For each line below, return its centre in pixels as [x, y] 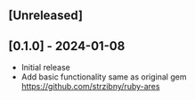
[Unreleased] [46, 16]
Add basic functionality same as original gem [104, 77]
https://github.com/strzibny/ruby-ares [90, 87]
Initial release [45, 68]
